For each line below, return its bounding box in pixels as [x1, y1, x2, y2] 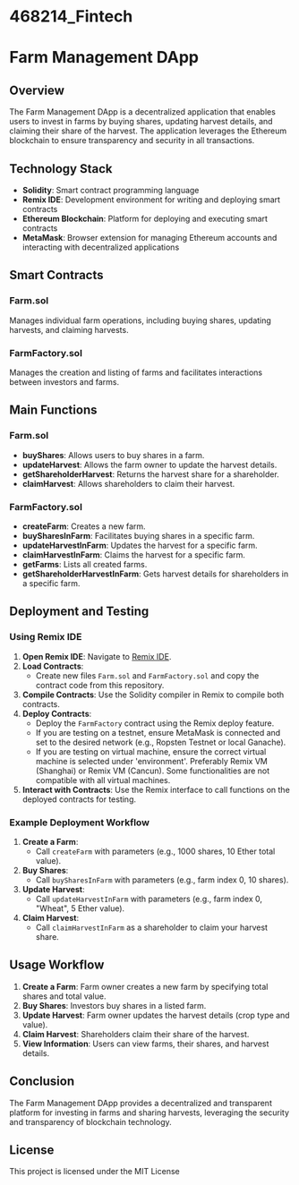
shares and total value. [21, 991, 107, 1002]
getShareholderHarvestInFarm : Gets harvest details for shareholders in [21, 568, 289, 579]
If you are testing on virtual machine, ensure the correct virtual [35, 746, 267, 757]
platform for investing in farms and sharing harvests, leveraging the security [9, 1107, 289, 1118]
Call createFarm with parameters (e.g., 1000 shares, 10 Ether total [35, 846, 276, 857]
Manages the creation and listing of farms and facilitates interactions [9, 367, 262, 378]
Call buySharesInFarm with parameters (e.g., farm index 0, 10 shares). [35, 874, 289, 885]
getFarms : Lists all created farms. [21, 558, 148, 569]
